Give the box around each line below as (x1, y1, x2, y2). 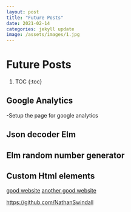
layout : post (6, 9, 39, 15)
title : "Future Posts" (6, 15, 64, 21)
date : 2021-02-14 (6, 20, 50, 26)
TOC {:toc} (15, 78, 42, 85)
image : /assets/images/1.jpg (6, 32, 80, 38)
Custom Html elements (6, 171, 95, 182)
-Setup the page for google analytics (6, 111, 98, 119)
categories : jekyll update (6, 26, 75, 32)
